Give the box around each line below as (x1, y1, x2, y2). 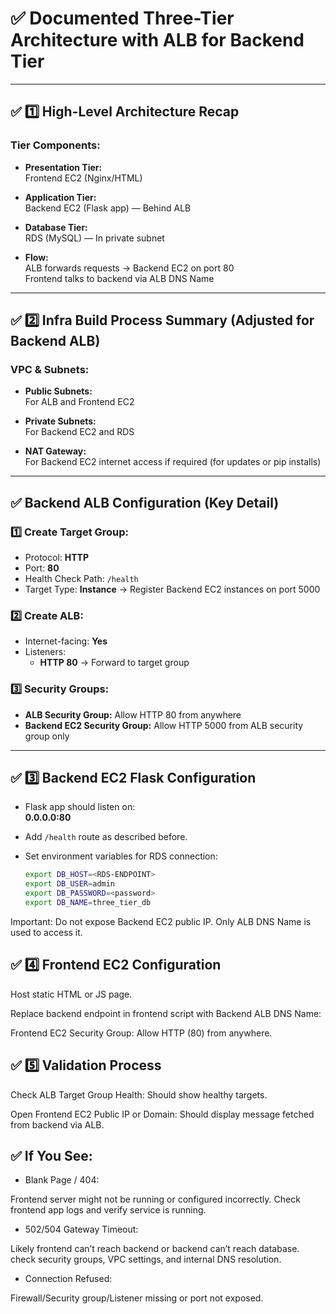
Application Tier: (24, 191, 97, 203)
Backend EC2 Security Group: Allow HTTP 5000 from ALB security (24, 719, 304, 731)
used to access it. (10, 926, 83, 938)
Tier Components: (10, 138, 101, 152)
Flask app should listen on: (24, 801, 136, 813)
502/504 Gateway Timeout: (24, 1223, 139, 1236)
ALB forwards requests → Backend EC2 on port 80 (24, 262, 235, 274)
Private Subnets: (24, 415, 97, 427)
